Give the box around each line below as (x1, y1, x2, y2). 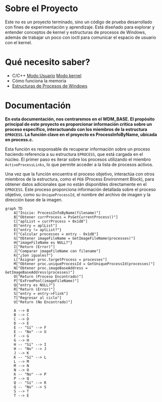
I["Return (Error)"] (14, 244, 55, 249)
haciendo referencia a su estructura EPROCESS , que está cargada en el (5, 151, 143, 157)
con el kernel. (5, 39, 32, 45)
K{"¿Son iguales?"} (14, 253, 53, 258)
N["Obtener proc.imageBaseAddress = (14, 266, 88, 270)
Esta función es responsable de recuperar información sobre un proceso (5, 146, 150, 152)
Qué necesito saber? (5, 57, 91, 68)
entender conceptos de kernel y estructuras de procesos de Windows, (5, 29, 146, 35)
